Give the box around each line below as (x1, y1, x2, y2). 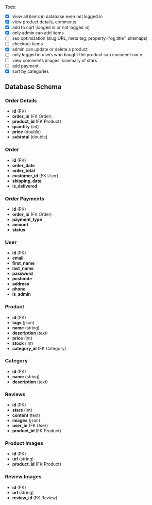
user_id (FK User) (12, 422, 48, 429)
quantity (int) (12, 124, 39, 130)
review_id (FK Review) (12, 495, 58, 501)
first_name (12, 260, 35, 266)
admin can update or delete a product (12, 46, 88, 52)
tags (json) (12, 320, 34, 325)
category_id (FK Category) (12, 345, 67, 351)
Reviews (5, 391, 26, 398)
